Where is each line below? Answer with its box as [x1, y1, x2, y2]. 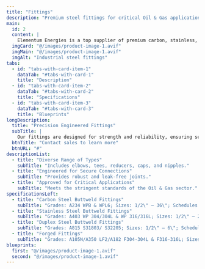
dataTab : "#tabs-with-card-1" [17, 72, 95, 78]
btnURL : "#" [12, 145, 43, 152]
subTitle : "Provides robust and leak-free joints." [17, 174, 151, 180]
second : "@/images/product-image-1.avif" [12, 253, 119, 260]
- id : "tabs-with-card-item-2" [12, 83, 92, 89]
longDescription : [6, 117, 51, 123]
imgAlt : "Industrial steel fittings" [12, 54, 108, 61]
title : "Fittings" [6, 9, 53, 15]
